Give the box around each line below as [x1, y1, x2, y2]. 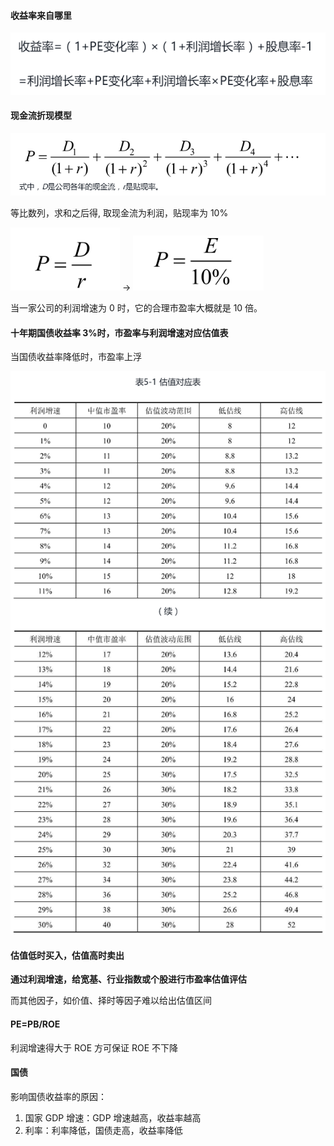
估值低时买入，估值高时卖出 [10, 949, 125, 961]
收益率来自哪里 [10, 9, 72, 21]
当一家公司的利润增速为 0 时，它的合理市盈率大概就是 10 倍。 [10, 302, 263, 314]
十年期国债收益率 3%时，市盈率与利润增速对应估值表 [10, 326, 229, 339]
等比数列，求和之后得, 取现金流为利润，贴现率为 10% [10, 207, 229, 219]
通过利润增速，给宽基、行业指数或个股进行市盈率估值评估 [10, 973, 247, 985]
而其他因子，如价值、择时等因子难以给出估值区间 [10, 995, 212, 1007]
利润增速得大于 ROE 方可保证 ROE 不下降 [10, 1041, 179, 1054]
